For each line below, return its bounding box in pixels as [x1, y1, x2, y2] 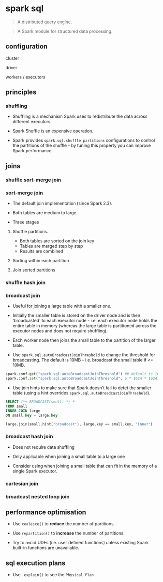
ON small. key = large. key [5, 413, 58, 418]
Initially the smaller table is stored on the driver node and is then [12, 313, 141, 318]
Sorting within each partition [12, 258, 69, 264]
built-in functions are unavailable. [12, 545, 79, 551]
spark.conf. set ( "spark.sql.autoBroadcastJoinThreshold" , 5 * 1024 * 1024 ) [5, 376, 160, 381]
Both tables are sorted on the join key [19, 238, 95, 244]
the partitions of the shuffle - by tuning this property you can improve [12, 142, 151, 148]
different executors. [12, 119, 52, 125]
